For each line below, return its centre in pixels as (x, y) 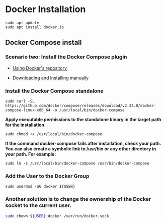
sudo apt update (22, 23)
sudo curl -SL (20, 101)
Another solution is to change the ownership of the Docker (78, 199)
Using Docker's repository (39, 68)
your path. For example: (31, 154)
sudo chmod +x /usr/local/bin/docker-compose (54, 134)
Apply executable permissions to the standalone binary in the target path (83, 119)
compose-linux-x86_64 (28, 110)
